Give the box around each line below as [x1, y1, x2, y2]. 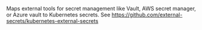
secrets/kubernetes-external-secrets [6, 18, 99, 24]
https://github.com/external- [111, 11, 183, 18]
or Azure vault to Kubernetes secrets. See [6, 11, 111, 18]
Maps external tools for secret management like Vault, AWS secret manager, [6, 5, 197, 12]
